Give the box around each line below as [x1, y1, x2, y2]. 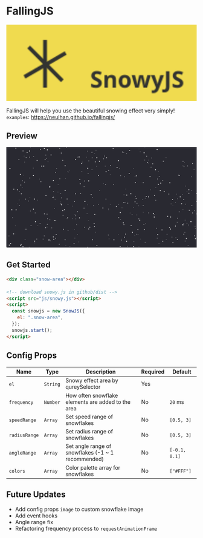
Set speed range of [65, 413, 114, 420]
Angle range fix [14, 518, 54, 525]
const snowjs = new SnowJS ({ [11, 308, 85, 314]
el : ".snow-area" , [17, 314, 63, 321]
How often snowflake [65, 392, 118, 399]
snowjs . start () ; [11, 327, 53, 333]
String [43, 381, 60, 387]
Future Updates [6, 490, 66, 500]
